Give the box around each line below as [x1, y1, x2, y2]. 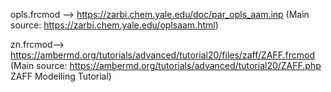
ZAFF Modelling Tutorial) [10, 70, 112, 82]
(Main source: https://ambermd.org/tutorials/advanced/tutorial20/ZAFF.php [10, 60, 322, 71]
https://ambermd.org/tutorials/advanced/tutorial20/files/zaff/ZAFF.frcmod [10, 49, 315, 61]
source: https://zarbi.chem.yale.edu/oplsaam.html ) [10, 19, 219, 31]
